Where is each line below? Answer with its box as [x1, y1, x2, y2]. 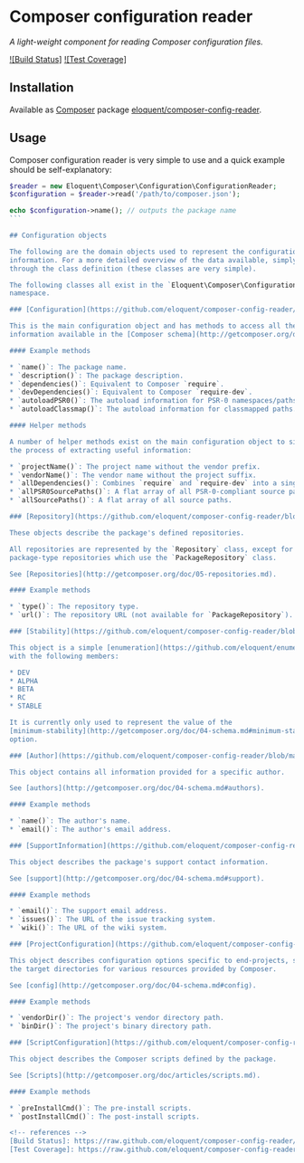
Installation [9, 80, 74, 96]
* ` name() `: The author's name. [9, 816, 131, 825]
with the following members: [9, 652, 119, 661]
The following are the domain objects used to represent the [9, 247, 245, 256]
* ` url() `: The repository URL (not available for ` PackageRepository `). [9, 611, 294, 620]
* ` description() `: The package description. [9, 371, 184, 380]
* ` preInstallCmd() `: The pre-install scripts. [9, 1103, 193, 1112]
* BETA [9, 685, 34, 694]
